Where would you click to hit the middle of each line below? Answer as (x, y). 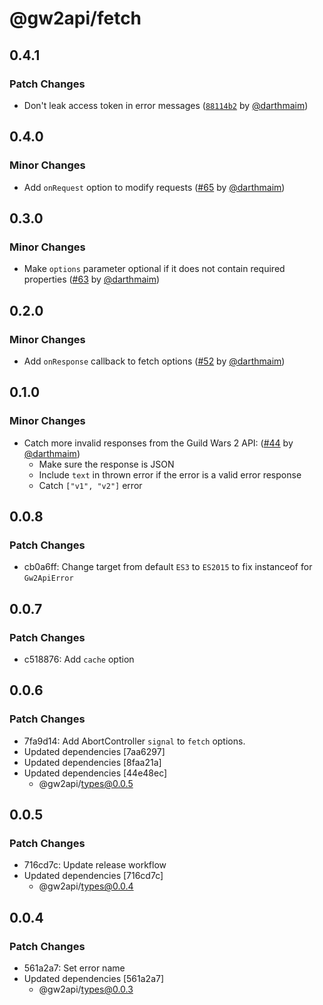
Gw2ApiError (48, 578)
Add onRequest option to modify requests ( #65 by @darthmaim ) (154, 187)
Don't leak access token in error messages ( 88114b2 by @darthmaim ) (166, 105)
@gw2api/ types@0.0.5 (86, 783)
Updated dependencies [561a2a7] (94, 979)
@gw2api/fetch (75, 18)
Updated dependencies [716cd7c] (93, 876)
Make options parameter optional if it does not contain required (154, 269)
